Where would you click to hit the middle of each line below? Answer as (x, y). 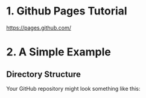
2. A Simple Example (59, 52)
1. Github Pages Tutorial (67, 11)
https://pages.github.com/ (39, 28)
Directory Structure (44, 74)
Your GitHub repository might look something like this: (73, 88)
